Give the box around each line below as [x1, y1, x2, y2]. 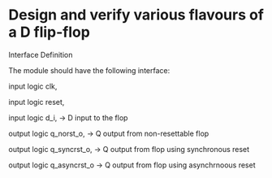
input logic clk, [8, 81, 58, 91]
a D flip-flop [8, 23, 91, 41]
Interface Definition [8, 50, 73, 59]
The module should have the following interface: [8, 65, 171, 75]
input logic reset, [8, 97, 65, 106]
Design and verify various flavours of [8, 6, 264, 24]
